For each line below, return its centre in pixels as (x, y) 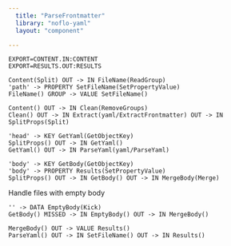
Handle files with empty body (57, 193)
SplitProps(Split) (39, 122)
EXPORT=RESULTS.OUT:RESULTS (55, 66)
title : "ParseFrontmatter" (60, 16)
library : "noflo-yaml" (53, 23)
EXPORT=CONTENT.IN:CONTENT (53, 60)
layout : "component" (50, 30)
